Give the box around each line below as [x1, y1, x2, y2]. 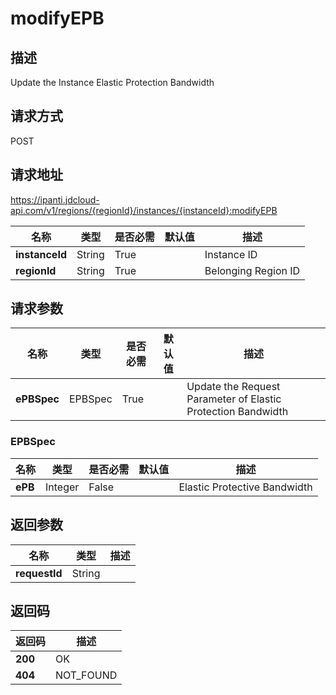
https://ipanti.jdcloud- [10, 193, 100, 206]
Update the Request [186, 380, 281, 394]
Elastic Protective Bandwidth [178, 480, 313, 494]
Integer [45, 480, 80, 494]
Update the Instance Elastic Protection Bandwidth [10, 77, 215, 88]
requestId [15, 566, 63, 580]
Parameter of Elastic [186, 392, 282, 406]
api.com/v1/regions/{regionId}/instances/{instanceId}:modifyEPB [10, 204, 278, 216]
